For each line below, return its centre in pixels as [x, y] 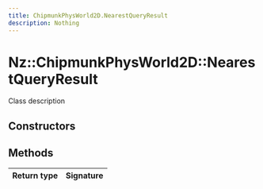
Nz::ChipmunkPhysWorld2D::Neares [132, 62]
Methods [31, 153]
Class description [37, 101]
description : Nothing [44, 23]
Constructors [42, 126]
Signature [85, 175]
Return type [35, 175]
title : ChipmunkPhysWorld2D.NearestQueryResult [88, 15]
